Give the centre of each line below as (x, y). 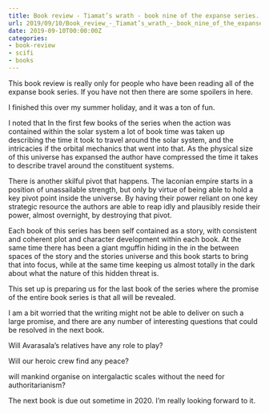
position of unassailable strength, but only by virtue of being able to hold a (131, 189)
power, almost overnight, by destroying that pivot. (90, 215)
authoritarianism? (37, 385)
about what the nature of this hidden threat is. (84, 273)
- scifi (21, 53)
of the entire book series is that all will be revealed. (92, 297)
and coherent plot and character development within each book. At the (125, 239)
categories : (28, 38)
